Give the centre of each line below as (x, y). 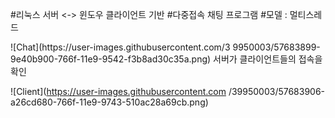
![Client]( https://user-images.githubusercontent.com (118, 91)
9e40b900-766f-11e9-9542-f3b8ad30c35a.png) (111, 59)
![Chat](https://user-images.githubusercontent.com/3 (120, 47)
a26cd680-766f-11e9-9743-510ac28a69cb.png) (109, 102)
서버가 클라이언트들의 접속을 (268, 59)
